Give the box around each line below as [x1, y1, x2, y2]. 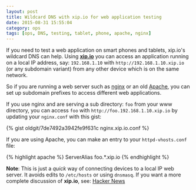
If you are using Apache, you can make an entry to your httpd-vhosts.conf [6, 136, 187, 143]
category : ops [6, 25, 41, 31]
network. [6, 72, 28, 79]
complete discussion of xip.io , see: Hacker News [6, 178, 125, 185]
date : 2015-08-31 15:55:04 [6, 19, 72, 25]
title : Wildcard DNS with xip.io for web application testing [6, 14, 162, 20]
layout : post [6, 8, 38, 15]
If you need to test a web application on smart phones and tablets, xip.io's [6, 46, 185, 54]
